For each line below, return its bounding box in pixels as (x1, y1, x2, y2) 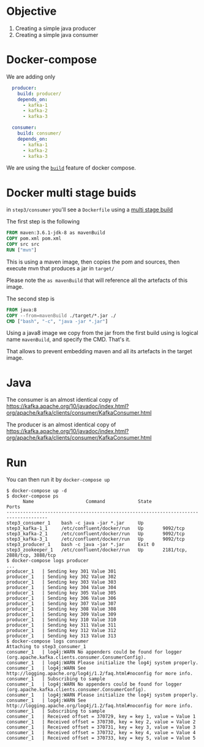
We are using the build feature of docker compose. (6, 164, 137, 171)
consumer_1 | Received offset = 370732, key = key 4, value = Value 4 (6, 730, 196, 736)
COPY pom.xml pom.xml (6, 235, 62, 242)
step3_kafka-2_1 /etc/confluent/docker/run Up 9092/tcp (6, 531, 185, 537)
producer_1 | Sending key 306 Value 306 (6, 595, 116, 601)
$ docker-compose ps (6, 493, 59, 499)
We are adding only (6, 72, 56, 80)
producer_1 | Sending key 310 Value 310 (6, 617, 116, 623)
